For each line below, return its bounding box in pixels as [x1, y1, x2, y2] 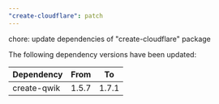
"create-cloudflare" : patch [8, 11, 104, 20]
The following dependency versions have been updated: [8, 49, 197, 59]
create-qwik [12, 82, 61, 94]
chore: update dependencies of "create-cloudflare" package [8, 34, 211, 44]
